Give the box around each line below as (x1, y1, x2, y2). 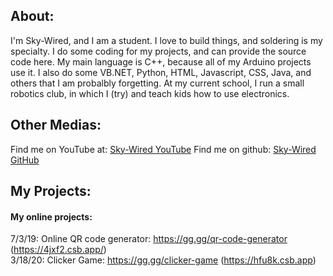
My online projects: (10, 210, 93, 223)
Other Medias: (10, 117, 102, 134)
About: (10, 8, 55, 25)
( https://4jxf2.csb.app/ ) (10, 244, 107, 256)
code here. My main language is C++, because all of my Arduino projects (10, 55, 312, 68)
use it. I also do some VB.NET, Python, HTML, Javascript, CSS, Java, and (10, 66, 312, 78)
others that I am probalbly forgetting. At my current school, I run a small (10, 77, 305, 89)
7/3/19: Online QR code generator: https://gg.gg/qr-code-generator (10, 233, 288, 245)
